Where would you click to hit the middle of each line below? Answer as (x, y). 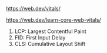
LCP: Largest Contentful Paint (50, 31)
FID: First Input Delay (40, 37)
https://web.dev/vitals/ (33, 9)
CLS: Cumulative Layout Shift (50, 44)
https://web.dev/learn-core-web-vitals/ (53, 20)
